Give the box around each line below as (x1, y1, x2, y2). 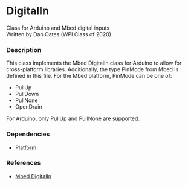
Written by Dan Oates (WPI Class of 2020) (6, 30, 112, 37)
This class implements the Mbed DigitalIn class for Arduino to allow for (6, 59, 182, 67)
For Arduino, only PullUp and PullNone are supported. (6, 115, 140, 122)
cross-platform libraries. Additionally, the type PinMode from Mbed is (6, 66, 179, 73)
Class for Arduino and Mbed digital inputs (6, 24, 110, 31)
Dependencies (6, 130, 50, 138)
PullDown (15, 91, 39, 98)
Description (6, 45, 42, 54)
